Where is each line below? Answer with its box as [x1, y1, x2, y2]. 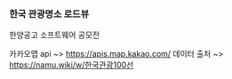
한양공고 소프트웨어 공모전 [9, 29, 100, 41]
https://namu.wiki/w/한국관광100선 [9, 59, 134, 70]
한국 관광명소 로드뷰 [9, 7, 90, 20]
